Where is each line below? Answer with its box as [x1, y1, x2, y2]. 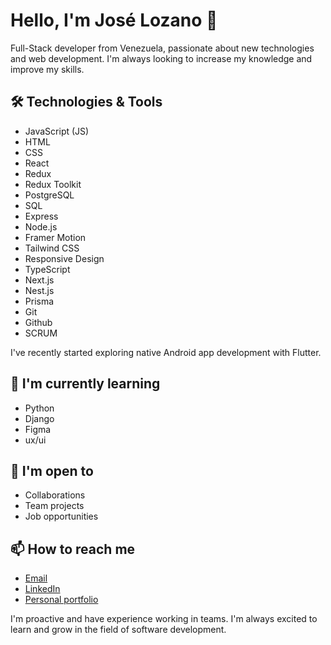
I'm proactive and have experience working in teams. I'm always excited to [10, 613, 318, 625]
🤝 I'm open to [10, 462, 94, 479]
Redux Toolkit [24, 178, 82, 190]
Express [24, 210, 59, 222]
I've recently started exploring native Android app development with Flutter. [10, 346, 322, 358]
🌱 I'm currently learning [10, 375, 161, 393]
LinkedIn [24, 583, 61, 595]
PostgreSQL [24, 189, 75, 201]
